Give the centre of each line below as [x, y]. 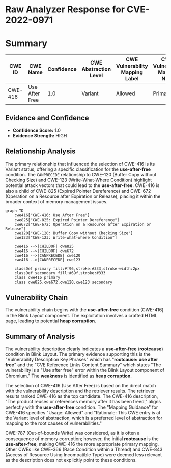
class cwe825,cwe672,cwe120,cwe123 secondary [64, 282]
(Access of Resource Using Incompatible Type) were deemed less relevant [83, 455]
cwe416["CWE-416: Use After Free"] [52, 215]
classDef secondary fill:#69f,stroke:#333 [60, 273]
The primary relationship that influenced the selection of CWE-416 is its [80, 164]
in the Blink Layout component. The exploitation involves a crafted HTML [81, 315]
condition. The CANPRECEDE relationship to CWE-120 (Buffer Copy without [81, 174]
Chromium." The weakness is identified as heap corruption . [69, 376]
